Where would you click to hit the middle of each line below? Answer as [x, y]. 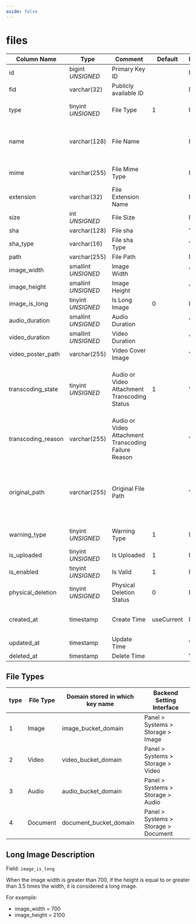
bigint [77, 69]
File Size [123, 217]
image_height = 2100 [40, 915]
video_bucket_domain [92, 760]
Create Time [129, 619]
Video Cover [129, 350]
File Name [126, 141]
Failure [121, 450]
